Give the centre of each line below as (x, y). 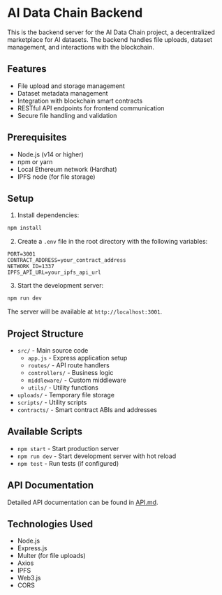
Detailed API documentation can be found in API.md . (83, 502)
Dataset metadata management (62, 93)
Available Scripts (45, 432)
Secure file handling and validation (67, 115)
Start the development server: (60, 286)
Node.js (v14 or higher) (50, 154)
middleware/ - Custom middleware (77, 380)
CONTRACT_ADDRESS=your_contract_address (67, 260)
